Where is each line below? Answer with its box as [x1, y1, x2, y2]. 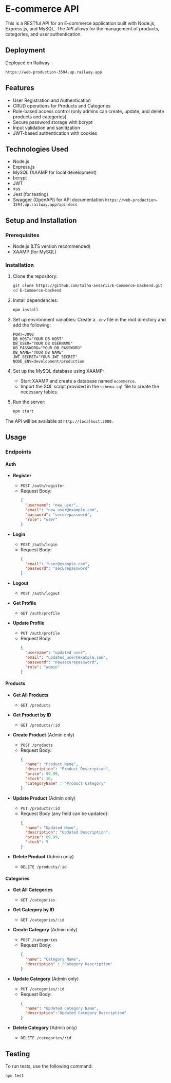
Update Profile [12, 620, 45, 626]
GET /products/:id [20, 723, 60, 728]
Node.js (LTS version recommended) [12, 243, 91, 249]
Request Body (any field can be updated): [20, 810, 109, 817]
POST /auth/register [20, 483, 65, 489]
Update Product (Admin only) [12, 795, 76, 801]
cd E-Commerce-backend [12, 288, 62, 293]
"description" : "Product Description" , [25, 767, 110, 772]
